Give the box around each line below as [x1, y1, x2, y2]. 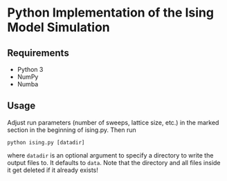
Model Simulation [7, 19, 111, 35]
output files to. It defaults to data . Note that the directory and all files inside [7, 158, 221, 166]
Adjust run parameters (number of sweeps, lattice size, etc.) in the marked [7, 118, 219, 126]
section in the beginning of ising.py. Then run [7, 126, 136, 134]
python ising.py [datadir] [7, 139, 85, 146]
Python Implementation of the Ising [7, 5, 215, 21]
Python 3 [17, 66, 44, 73]
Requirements [7, 47, 69, 59]
